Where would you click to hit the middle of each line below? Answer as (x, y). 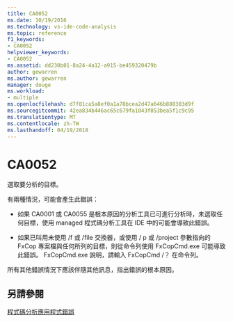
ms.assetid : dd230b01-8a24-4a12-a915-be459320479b (82, 65)
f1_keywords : (26, 40)
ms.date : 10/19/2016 (37, 20)
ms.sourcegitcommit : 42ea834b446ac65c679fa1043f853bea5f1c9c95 (101, 111)
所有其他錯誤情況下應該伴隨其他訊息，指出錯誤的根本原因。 (93, 270)
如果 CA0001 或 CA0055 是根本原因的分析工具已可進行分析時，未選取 (117, 214)
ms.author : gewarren (37, 78)
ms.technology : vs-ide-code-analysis (62, 26)
